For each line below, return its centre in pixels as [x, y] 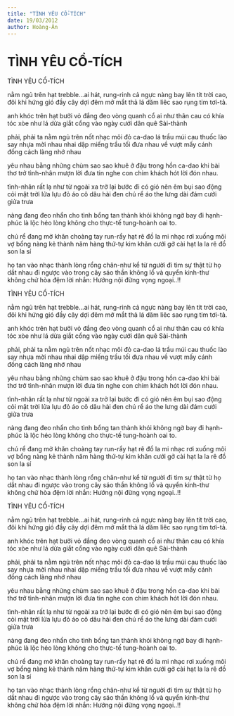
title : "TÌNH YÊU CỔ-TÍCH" [47, 14]
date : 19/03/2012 [33, 20]
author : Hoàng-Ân [33, 27]
